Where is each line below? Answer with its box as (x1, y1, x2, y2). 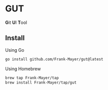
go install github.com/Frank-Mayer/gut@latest (5, 57, 104, 62)
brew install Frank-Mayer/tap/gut (5, 80, 77, 85)
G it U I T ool (5, 19, 27, 25)
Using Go (5, 47, 24, 53)
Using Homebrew (5, 66, 41, 72)
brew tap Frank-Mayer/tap (5, 75, 59, 80)
